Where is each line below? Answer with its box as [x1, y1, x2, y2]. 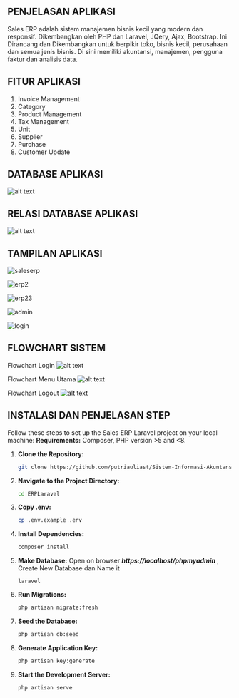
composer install [17, 543, 70, 551]
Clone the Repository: [17, 449, 84, 458]
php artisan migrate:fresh [17, 604, 98, 612]
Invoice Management [17, 94, 80, 103]
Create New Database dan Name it [17, 564, 120, 573]
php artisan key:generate [17, 657, 95, 664]
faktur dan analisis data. [7, 55, 78, 63]
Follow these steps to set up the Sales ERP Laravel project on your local [7, 428, 218, 437]
